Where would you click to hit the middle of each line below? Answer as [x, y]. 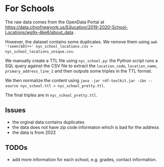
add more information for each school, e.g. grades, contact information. [84, 159]
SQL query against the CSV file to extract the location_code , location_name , [81, 66]
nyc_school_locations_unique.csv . [40, 51]
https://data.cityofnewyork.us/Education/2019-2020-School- [67, 27]
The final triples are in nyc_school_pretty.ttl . [51, 95]
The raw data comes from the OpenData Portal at [55, 22]
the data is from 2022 [34, 132]
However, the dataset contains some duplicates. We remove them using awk [81, 41]
